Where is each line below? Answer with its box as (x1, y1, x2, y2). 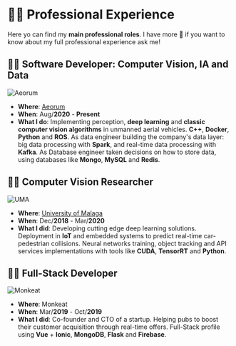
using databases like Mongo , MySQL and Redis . (17, 155, 160, 163)
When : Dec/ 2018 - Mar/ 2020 (17, 216, 106, 225)
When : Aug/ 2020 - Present (17, 110, 101, 118)
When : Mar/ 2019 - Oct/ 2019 (17, 307, 102, 316)
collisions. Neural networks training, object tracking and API (51, 239, 227, 248)
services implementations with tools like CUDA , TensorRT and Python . (17, 246, 227, 255)
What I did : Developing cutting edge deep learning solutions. (17, 224, 197, 233)
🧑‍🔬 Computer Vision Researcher (7, 176, 153, 188)
